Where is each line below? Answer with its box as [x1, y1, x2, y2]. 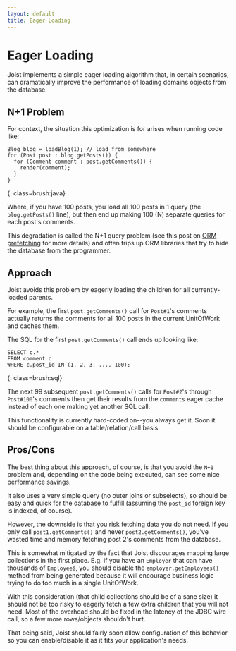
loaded [7, 293, 28, 302]
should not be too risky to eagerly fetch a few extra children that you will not [7, 600, 229, 608]
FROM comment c [7, 355, 52, 363]
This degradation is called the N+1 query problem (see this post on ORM [7, 231, 217, 240]
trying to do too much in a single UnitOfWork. [7, 578, 139, 587]
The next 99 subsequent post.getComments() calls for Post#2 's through [7, 387, 213, 396]
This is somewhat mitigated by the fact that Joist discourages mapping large [7, 548, 230, 557]
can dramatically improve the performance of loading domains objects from [7, 78, 227, 87]
